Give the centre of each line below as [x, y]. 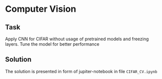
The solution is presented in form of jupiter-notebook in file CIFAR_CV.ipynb [81, 71]
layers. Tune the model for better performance [52, 44]
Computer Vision [41, 9]
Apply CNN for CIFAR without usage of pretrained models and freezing [77, 39]
